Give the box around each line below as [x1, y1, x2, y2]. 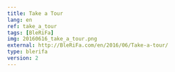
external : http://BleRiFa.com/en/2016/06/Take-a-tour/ [7, 42, 169, 49]
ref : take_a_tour [7, 23, 57, 29]
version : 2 [7, 55, 39, 62]
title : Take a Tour [7, 10, 64, 17]
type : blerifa [7, 49, 48, 56]
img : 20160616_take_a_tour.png [7, 36, 98, 43]
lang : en [7, 16, 33, 23]
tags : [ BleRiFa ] [7, 29, 54, 36]
